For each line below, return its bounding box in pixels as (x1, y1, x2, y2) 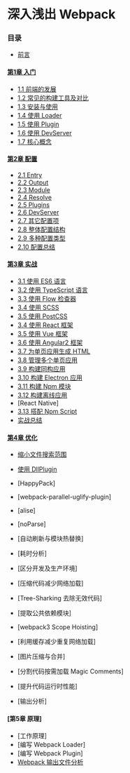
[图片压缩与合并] (17, 652, 66, 661)
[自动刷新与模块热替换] (17, 535, 84, 543)
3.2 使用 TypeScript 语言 (17, 285, 89, 295)
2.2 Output (17, 178, 49, 187)
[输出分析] (17, 697, 48, 706)
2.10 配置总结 (17, 243, 56, 251)
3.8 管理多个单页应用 (17, 356, 78, 365)
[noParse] (17, 520, 47, 528)
